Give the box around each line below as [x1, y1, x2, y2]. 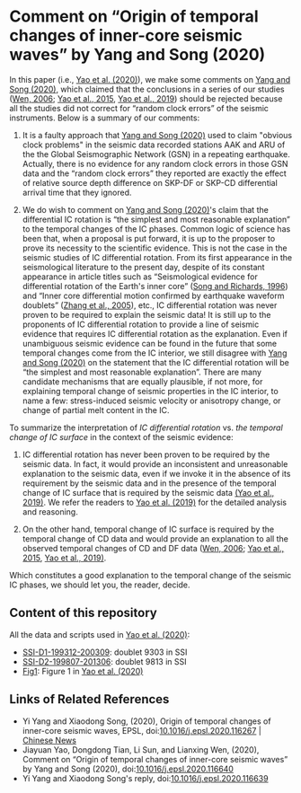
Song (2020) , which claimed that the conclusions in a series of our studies [9, 84, 285, 94]
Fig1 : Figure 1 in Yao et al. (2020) [22, 665, 144, 676]
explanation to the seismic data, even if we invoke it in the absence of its [22, 468, 291, 479]
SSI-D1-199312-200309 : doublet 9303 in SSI [22, 647, 188, 657]
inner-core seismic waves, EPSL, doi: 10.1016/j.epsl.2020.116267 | [22, 725, 262, 736]
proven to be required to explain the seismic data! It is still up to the [22, 309, 271, 320]
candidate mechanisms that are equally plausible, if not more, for [22, 375, 263, 387]
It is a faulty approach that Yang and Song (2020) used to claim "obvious [22, 129, 293, 140]
